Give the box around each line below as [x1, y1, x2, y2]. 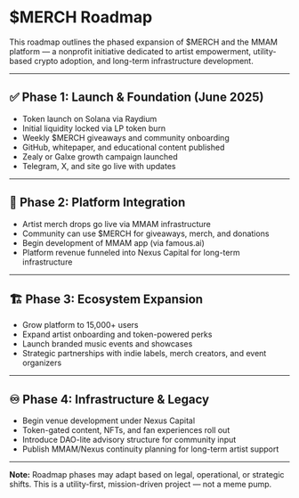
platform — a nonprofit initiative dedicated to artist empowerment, [9, 45, 252, 56]
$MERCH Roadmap [9, 7, 153, 28]
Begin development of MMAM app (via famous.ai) [21, 237, 205, 248]
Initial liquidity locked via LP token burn [21, 123, 166, 134]
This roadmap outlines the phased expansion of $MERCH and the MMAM [9, 37, 279, 47]
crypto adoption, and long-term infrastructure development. [34, 55, 254, 66]
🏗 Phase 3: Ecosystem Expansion [9, 291, 203, 306]
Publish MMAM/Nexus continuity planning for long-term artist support [21, 444, 279, 454]
